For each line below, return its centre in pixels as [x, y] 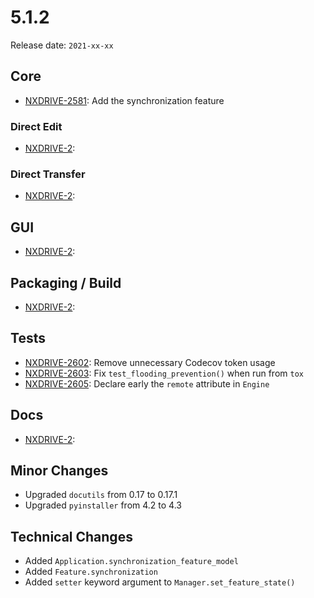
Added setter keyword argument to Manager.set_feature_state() [160, 582]
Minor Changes [59, 470]
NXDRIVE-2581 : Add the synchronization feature [124, 100]
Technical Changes [71, 536]
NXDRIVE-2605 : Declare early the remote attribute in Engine [147, 383]
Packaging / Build [66, 282]
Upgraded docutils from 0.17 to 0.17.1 [101, 495]
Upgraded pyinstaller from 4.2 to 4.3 [103, 505]
